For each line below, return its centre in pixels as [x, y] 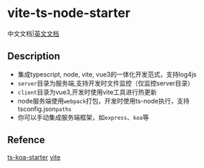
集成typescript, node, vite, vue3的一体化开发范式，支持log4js [107, 74]
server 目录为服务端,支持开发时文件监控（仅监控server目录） [106, 83]
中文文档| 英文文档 [33, 33]
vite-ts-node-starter [69, 13]
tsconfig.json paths [45, 108]
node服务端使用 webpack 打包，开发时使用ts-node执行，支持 [103, 101]
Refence [26, 140]
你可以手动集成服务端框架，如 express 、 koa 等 [83, 117]
